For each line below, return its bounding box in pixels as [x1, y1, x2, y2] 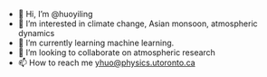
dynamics [17, 28, 55, 38]
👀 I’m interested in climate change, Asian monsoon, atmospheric [17, 18, 258, 29]
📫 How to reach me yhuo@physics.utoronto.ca [17, 57, 196, 68]
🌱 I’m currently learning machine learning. [17, 37, 175, 48]
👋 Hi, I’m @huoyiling [17, 9, 93, 19]
